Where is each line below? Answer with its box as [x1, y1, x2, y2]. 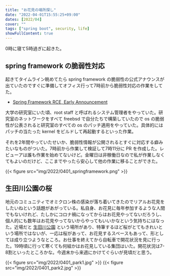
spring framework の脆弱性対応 [5, 62, 105, 70]
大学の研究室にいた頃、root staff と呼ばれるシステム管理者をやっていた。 [5, 109, 159, 115]
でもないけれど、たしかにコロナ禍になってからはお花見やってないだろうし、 [5, 211, 165, 217]
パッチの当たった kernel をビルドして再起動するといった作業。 [5, 128, 137, 134]
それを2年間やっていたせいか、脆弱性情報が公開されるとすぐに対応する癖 [5, 139, 159, 145]
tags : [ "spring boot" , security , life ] [5, 26, 90, 31]
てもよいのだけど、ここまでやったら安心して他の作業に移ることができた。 [5, 158, 161, 164]
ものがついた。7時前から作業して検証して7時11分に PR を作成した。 [18, 145, 160, 151]
